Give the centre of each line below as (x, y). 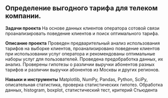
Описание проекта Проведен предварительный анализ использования (82, 43)
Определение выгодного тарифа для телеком (81, 8)
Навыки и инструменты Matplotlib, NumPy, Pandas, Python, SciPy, (76, 79)
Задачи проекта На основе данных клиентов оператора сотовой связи (82, 28)
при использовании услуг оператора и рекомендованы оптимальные (80, 53)
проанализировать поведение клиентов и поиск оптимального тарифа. (82, 33)
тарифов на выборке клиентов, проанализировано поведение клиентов (82, 48)
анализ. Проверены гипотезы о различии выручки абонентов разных (80, 64)
